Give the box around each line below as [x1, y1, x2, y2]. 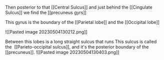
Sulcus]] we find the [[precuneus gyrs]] [5, 9, 86, 15]
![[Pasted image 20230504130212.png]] [5, 29, 87, 34]
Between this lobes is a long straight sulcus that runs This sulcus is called [5, 38, 157, 44]
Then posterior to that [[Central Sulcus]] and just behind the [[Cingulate [5, 4, 152, 10]
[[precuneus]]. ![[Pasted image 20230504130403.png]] [5, 49, 119, 55]
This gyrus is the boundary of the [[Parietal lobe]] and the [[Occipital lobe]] [5, 19, 160, 25]
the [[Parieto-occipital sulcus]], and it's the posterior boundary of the [5, 44, 149, 49]
